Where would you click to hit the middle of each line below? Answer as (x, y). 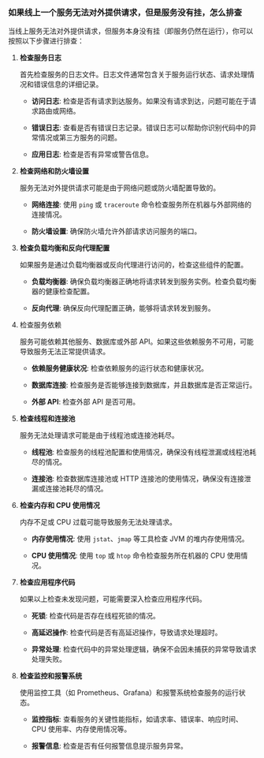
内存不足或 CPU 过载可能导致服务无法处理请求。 (98, 522)
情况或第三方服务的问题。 (80, 138)
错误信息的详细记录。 (68, 84)
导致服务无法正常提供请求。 (65, 352)
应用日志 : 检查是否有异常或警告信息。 (92, 155)
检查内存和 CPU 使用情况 (60, 506)
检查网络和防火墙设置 (54, 171)
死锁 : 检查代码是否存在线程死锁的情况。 (95, 616)
